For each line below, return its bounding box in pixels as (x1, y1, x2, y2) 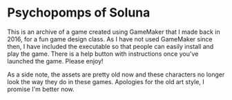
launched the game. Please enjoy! (7, 57, 104, 65)
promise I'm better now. (7, 85, 75, 93)
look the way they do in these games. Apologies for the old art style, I (7, 77, 205, 86)
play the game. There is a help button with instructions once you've (7, 50, 199, 58)
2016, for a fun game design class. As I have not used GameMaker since (7, 34, 213, 43)
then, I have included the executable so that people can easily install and (7, 42, 214, 50)
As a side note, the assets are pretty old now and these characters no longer (7, 70, 225, 79)
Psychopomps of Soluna (7, 5, 151, 21)
